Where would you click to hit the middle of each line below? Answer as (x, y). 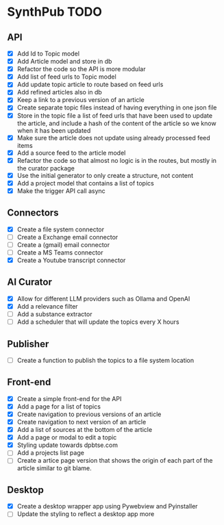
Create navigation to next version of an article (82, 422)
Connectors (33, 213)
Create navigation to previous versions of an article (89, 414)
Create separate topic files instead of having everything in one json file (117, 107)
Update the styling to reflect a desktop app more (86, 514)
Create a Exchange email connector (67, 237)
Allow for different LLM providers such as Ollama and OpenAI (103, 298)
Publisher (28, 344)
